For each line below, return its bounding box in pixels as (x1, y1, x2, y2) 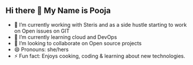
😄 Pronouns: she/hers (14, 46, 69, 53)
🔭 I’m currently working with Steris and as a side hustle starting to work (14, 21, 187, 28)
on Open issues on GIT (14, 27, 70, 34)
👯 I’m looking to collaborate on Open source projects (14, 39, 142, 46)
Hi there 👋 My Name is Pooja (5, 6, 111, 16)
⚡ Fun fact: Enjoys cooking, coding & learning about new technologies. (14, 52, 186, 59)
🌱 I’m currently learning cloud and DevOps (14, 33, 117, 41)
